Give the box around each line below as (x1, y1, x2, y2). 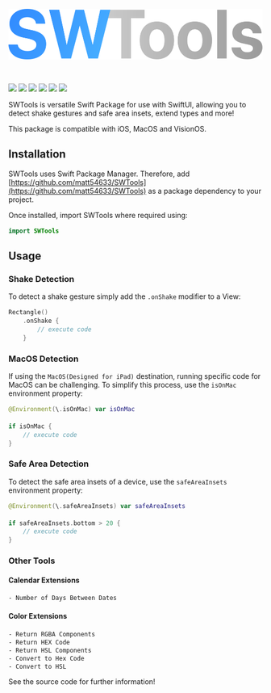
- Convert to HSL (8, 662, 67, 670)
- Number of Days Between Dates (8, 594, 117, 603)
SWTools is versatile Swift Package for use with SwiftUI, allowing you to (8, 100, 247, 109)
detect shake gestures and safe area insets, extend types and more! (8, 108, 235, 118)
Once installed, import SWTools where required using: (8, 210, 188, 220)
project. (8, 195, 35, 204)
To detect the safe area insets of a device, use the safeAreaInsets (8, 477, 227, 486)
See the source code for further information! (8, 676, 156, 687)
